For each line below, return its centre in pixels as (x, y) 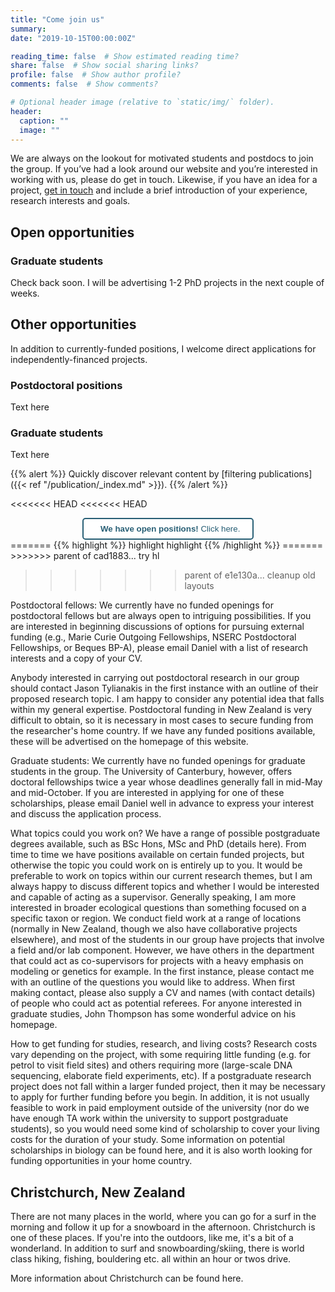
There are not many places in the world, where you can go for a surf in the (163, 1217)
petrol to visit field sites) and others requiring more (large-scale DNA (151, 1065)
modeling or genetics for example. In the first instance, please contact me (162, 972)
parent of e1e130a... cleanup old (250, 575)
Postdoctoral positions (66, 385)
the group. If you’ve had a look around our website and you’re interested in (164, 169)
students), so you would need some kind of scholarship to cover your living (165, 1129)
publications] (285, 474)
